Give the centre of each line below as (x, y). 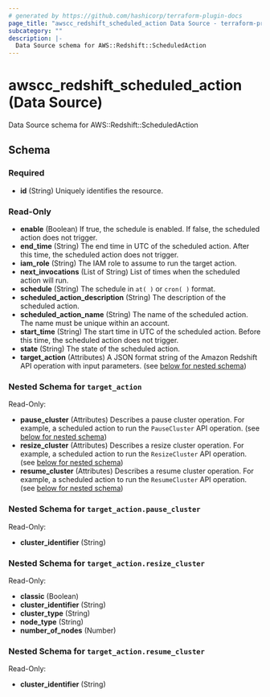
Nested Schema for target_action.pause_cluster (104, 509)
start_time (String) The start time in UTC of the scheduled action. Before (140, 332)
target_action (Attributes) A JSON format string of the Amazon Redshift (139, 357)
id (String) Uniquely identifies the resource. (91, 191)
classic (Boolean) (49, 596)
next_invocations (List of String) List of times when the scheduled (130, 272)
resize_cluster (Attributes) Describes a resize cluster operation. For (132, 445)
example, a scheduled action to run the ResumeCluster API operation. (133, 480)
